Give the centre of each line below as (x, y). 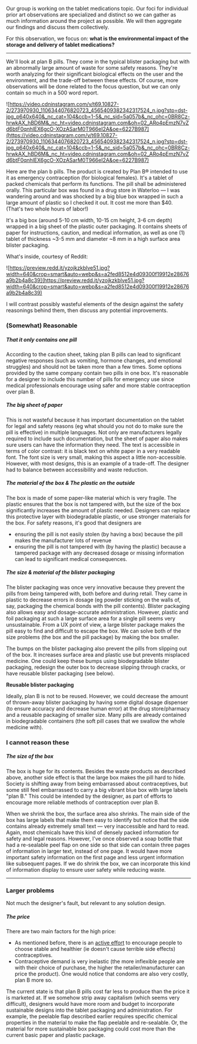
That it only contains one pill (42, 339)
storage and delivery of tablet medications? (60, 45)
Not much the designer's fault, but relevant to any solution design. (86, 903)
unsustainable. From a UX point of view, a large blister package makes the (96, 624)
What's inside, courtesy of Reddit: (47, 256)
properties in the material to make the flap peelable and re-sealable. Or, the (97, 1022)
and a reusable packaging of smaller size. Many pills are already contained (96, 715)
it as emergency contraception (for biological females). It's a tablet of (90, 178)
